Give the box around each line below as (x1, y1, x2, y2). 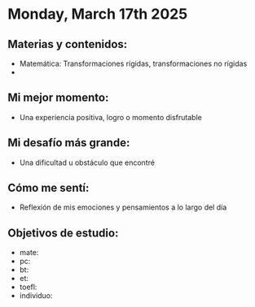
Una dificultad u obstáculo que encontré (19, 158, 156, 167)
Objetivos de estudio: (7, 226, 119, 240)
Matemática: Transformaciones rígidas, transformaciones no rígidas (19, 58, 248, 68)
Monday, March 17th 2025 (7, 5, 188, 24)
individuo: (19, 291, 53, 301)
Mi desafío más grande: (7, 136, 130, 150)
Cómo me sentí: (7, 181, 90, 195)
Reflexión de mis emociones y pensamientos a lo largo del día (19, 202, 227, 212)
